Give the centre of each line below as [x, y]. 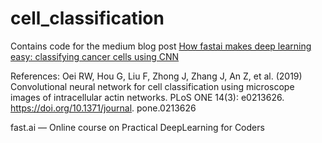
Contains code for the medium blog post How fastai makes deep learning [161, 46]
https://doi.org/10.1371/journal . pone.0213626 [103, 108]
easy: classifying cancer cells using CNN [95, 56]
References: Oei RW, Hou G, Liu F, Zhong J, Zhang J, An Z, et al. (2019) [156, 76]
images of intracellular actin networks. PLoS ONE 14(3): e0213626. [147, 97]
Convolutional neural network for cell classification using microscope [152, 86]
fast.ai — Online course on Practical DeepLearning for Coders [137, 127]
